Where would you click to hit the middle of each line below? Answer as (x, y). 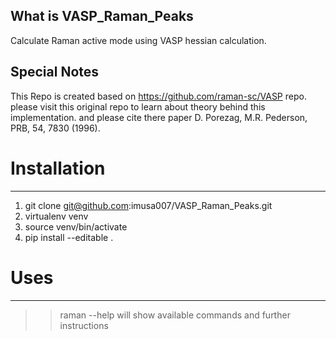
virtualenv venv (56, 216)
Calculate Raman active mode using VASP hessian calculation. (138, 40)
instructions (84, 325)
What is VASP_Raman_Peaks (102, 16)
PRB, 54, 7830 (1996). (55, 128)
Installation (58, 168)
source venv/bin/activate (76, 226)
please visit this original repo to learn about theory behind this (138, 106)
